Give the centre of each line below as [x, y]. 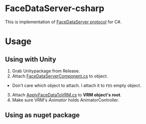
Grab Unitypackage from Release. [46, 71]
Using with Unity [31, 59]
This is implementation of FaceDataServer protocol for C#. [63, 22]
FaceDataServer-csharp [55, 8]
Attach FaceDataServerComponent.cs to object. [60, 76]
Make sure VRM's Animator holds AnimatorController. [65, 100]
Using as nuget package [42, 115]
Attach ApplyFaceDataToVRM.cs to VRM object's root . [67, 94]
